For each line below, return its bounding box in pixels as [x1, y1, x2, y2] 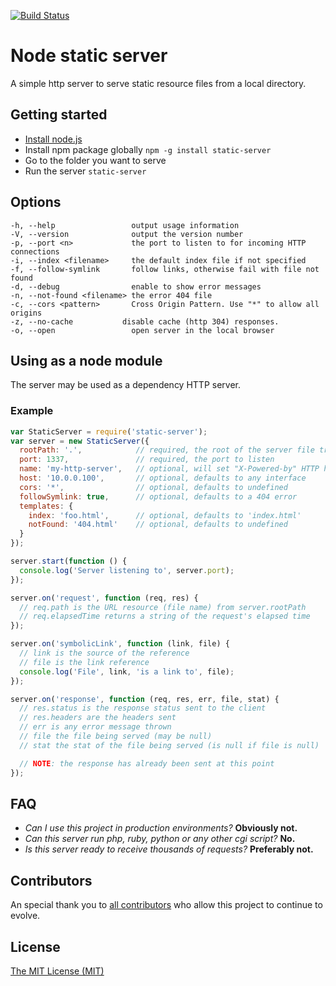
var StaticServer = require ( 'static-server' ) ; [10, 426, 208, 437]
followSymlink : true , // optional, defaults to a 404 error [19, 491, 298, 502]
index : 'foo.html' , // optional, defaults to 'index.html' [28, 510, 302, 520]
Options [10, 194, 62, 211]
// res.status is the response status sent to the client [19, 703, 267, 714]
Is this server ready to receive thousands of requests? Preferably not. [24, 843, 314, 855]
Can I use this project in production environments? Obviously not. [24, 822, 298, 834]
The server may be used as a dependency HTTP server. [10, 379, 242, 391]
